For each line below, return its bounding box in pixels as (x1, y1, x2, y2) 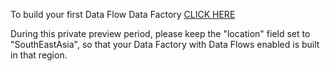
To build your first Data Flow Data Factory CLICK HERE (10, 9, 236, 20)
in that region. (10, 49, 68, 61)
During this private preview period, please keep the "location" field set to (10, 28, 311, 39)
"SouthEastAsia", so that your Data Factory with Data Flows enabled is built (10, 39, 320, 50)
